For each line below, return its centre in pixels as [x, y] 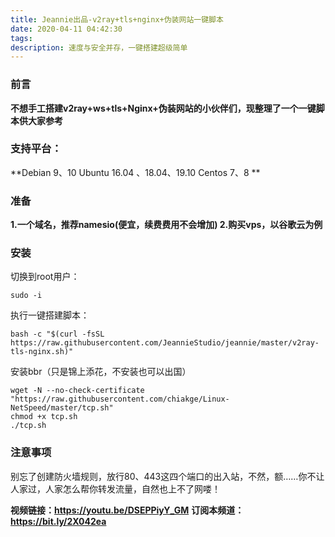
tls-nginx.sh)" [42, 352]
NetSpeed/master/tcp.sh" [62, 408]
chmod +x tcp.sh [44, 417]
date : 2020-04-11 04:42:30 [66, 29]
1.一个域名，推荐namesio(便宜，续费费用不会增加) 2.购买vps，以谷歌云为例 [166, 225]
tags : [21, 38]
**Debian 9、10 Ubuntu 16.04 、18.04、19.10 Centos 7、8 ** [135, 172]
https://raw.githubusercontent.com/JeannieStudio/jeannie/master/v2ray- [165, 343]
